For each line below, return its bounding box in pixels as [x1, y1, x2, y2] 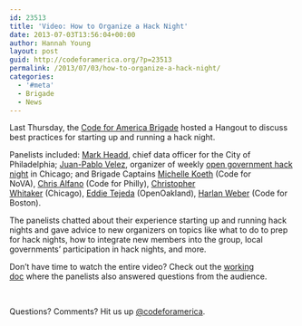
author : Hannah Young [9, 38, 92, 48]
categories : [9, 72, 54, 81]
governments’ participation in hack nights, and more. [9, 244, 207, 254]
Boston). [9, 197, 42, 208]
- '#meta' [17, 81, 54, 90]
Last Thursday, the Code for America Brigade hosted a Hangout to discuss [9, 122, 288, 133]
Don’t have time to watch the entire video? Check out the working [9, 262, 255, 273]
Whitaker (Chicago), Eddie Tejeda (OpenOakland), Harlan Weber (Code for [9, 187, 288, 199]
